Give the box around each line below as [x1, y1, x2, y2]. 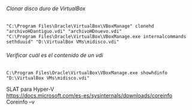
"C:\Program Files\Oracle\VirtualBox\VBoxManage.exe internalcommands [6, 33, 187, 40]
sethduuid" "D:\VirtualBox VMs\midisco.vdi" [6, 39, 119, 45]
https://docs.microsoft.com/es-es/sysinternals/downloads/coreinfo [6, 92, 173, 99]
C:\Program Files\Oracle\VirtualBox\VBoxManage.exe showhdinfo [6, 70, 168, 76]
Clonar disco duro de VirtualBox [6, 5, 86, 12]
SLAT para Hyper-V [6, 85, 55, 93]
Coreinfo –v [6, 99, 35, 106]
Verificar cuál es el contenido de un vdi [6, 51, 103, 59]
